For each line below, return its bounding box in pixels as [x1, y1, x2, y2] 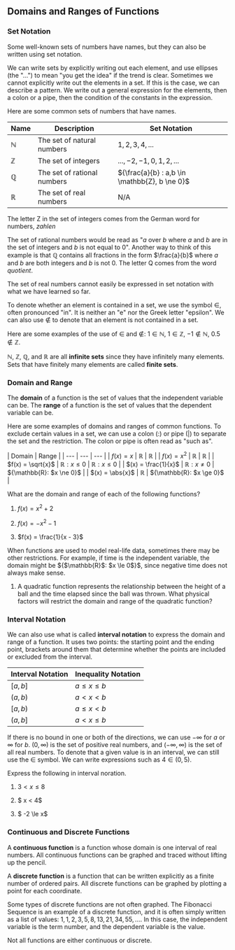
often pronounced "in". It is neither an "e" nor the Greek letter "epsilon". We [7, 308, 225, 316]
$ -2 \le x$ [17, 810, 48, 818]
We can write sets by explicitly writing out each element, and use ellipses [7, 63, 218, 72]
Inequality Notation [75, 669, 141, 679]
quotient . [7, 266, 34, 274]
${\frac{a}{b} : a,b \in [117, 167, 187, 177]
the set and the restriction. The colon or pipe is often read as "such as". [7, 437, 213, 445]
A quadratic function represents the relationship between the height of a [17, 582, 226, 590]
